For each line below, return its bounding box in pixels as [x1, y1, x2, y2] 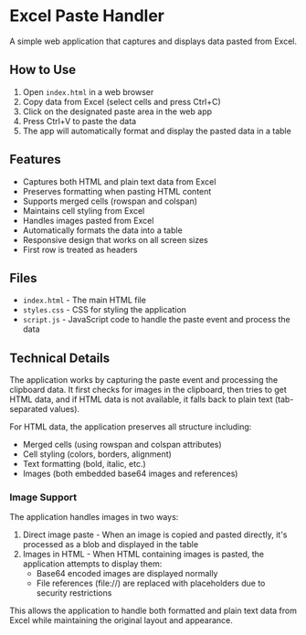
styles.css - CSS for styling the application [22, 304, 187, 315]
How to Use [9, 62, 77, 78]
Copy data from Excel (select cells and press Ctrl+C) [22, 96, 221, 107]
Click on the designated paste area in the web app [22, 106, 213, 117]
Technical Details [9, 350, 111, 365]
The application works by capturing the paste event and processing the [9, 375, 279, 386]
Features [9, 152, 61, 167]
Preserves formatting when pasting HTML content [22, 185, 212, 196]
